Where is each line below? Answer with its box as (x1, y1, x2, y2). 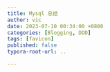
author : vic (7, 16, 42, 23)
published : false (7, 42, 57, 49)
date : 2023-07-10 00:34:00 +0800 (7, 23, 104, 29)
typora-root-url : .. (7, 49, 67, 56)
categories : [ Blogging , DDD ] (7, 29, 91, 36)
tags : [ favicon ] (7, 36, 54, 43)
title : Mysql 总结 (7, 10, 58, 17)
